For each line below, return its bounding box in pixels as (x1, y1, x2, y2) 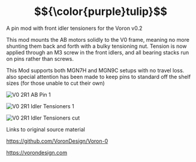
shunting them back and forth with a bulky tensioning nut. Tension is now (6, 42, 187, 50)
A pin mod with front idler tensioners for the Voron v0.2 (6, 25, 143, 32)
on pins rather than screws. (6, 55, 74, 62)
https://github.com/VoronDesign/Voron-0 (6, 137, 108, 145)
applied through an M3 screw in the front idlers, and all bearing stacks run (6, 48, 189, 56)
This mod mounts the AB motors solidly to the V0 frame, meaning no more (6, 36, 190, 43)
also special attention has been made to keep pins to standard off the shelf (6, 73, 191, 80)
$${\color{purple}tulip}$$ (34, 5, 168, 19)
